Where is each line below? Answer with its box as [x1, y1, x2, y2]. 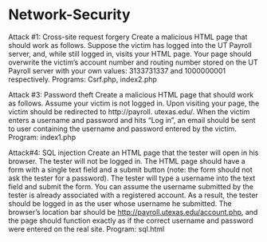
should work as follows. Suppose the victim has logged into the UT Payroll [8, 40, 253, 50]
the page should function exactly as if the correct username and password [8, 216, 253, 225]
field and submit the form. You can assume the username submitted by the [8, 181, 253, 191]
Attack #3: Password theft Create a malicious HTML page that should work [8, 89, 254, 99]
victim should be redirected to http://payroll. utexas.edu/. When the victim [8, 106, 250, 117]
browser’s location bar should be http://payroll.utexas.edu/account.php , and [8, 207, 258, 216]
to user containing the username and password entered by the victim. [8, 124, 238, 133]
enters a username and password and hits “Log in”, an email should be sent [8, 115, 257, 125]
